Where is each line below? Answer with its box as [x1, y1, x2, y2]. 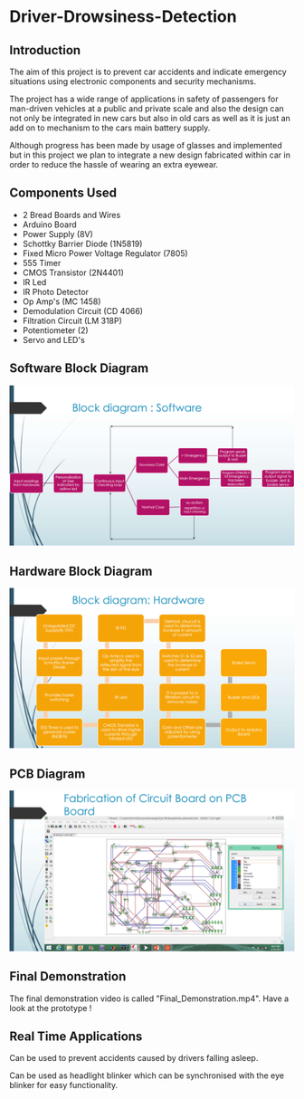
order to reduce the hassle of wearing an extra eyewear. [9, 159, 219, 169]
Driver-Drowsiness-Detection [9, 6, 237, 27]
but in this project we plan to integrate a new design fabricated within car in [9, 149, 291, 160]
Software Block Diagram [9, 360, 149, 377]
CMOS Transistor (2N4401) [22, 267, 125, 278]
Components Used [9, 186, 118, 201]
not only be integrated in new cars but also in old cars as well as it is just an [9, 113, 291, 123]
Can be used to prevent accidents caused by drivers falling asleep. [9, 1053, 259, 1064]
